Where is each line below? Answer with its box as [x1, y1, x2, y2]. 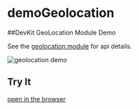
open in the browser [7, 94, 66, 103]
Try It [7, 76, 32, 88]
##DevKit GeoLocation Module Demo [7, 28, 116, 37]
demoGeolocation [7, 5, 115, 21]
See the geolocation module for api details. [7, 42, 133, 50]
